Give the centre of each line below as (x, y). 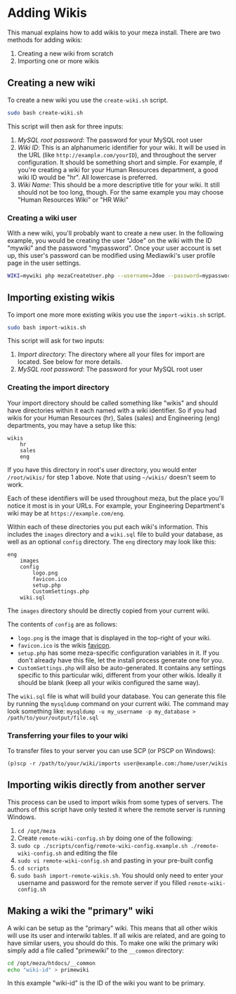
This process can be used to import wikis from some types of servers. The (115, 802)
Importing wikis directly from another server (106, 785)
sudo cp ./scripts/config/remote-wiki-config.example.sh (103, 846)
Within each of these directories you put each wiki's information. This (108, 527)
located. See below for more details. (70, 362)
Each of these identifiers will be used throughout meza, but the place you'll (116, 498)
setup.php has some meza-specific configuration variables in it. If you (118, 653)
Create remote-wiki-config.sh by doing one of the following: (105, 838)
